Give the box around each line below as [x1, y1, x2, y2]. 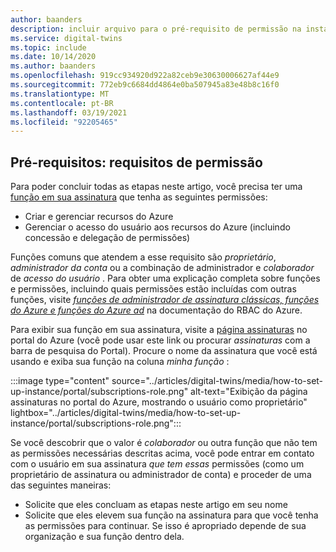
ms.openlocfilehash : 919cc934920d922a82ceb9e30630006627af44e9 [10, 71, 280, 81]
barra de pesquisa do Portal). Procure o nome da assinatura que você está [10, 345, 318, 357]
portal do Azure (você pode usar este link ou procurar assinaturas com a [10, 334, 311, 346]
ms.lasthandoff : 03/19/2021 [10, 107, 128, 118]
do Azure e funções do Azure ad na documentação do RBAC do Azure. [10, 304, 303, 316]
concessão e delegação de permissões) [24, 232, 191, 244]
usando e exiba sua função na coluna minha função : [10, 356, 230, 368]
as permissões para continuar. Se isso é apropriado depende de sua [24, 520, 307, 532]
